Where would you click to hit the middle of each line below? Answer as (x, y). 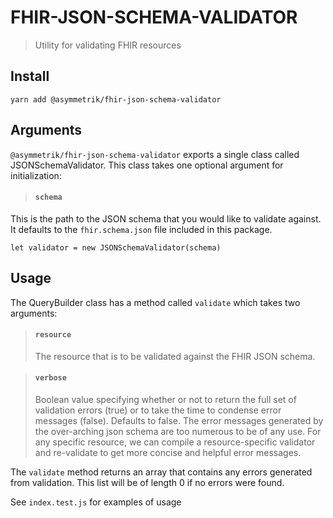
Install (30, 76)
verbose (50, 378)
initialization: (36, 175)
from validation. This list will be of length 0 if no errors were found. (147, 482)
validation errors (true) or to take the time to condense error (158, 410)
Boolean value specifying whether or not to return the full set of (165, 399)
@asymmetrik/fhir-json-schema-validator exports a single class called (155, 154)
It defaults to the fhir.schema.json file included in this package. (141, 229)
